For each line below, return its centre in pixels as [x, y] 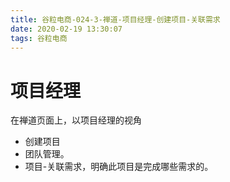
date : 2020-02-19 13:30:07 [66, 29]
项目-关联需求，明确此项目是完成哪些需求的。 [119, 167]
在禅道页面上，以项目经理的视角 [76, 120]
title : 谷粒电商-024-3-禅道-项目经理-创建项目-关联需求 [115, 19]
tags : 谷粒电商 [39, 38]
